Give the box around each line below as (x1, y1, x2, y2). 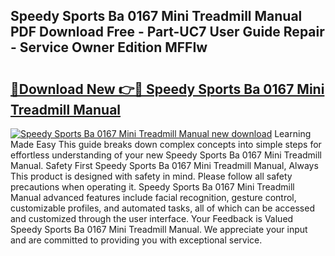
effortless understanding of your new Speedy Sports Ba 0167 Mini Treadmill (10, 149, 322, 161)
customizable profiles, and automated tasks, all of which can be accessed (10, 202, 315, 214)
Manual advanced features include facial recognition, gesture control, (10, 192, 297, 203)
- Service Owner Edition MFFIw (10, 39, 208, 56)
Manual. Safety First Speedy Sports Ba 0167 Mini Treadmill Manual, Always (10, 160, 319, 171)
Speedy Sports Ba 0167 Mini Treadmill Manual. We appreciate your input (10, 224, 308, 235)
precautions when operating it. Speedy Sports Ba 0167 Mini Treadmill (10, 181, 295, 193)
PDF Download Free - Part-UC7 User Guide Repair (10, 24, 325, 41)
